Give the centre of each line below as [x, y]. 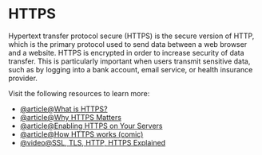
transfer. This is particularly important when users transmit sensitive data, [129, 61]
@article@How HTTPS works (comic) [81, 134]
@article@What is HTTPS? [64, 109]
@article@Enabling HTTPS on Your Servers [91, 126]
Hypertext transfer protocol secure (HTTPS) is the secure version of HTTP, [131, 36]
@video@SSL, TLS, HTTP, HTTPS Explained [93, 142]
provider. [23, 78]
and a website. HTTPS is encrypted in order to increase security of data [127, 52]
